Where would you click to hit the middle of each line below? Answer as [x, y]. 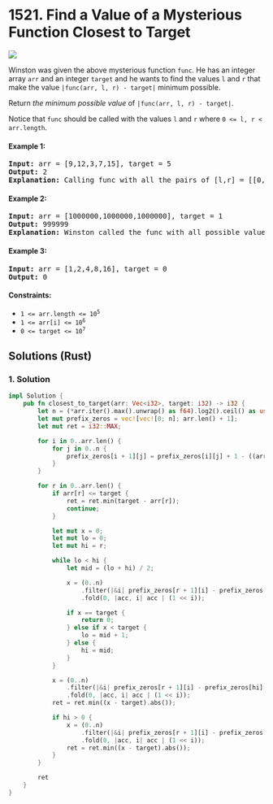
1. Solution [29, 380]
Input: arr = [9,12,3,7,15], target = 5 [90, 164]
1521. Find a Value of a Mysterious [125, 15]
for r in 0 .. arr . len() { [80, 486]
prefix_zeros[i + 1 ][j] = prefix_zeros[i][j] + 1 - [156, 456]
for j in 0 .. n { [79, 449]
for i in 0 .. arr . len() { [80, 441]
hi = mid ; [97, 650]
